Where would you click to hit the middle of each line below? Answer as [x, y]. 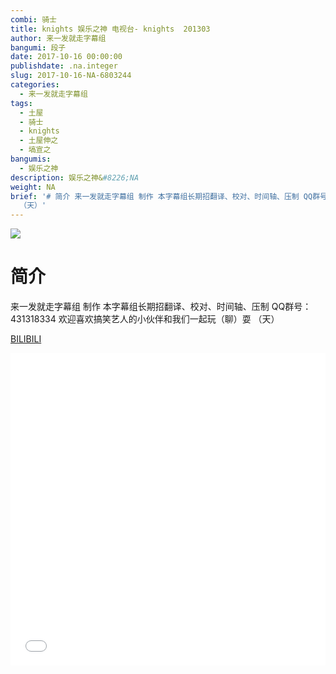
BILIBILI [26, 339]
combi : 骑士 [33, 19]
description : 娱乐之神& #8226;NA [75, 177]
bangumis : [31, 159]
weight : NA [33, 187]
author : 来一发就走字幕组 [58, 38]
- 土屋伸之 [39, 141]
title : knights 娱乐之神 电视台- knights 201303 [110, 29]
